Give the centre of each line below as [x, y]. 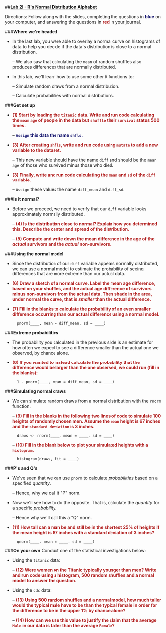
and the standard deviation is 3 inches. [54, 426]
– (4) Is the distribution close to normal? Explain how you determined [84, 224]
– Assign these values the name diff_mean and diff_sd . [68, 189]
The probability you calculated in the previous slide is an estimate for [83, 342]
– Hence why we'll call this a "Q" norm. [52, 517]
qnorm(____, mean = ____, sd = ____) [56, 542]
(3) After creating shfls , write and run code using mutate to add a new [85, 145]
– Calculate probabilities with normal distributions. [63, 96]
